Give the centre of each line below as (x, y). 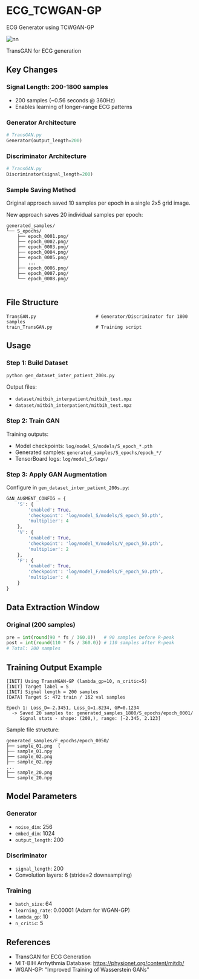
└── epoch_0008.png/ (43, 279)
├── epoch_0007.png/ (43, 274)
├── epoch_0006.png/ (43, 268)
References (28, 942)
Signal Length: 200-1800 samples (57, 87)
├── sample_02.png (29, 756)
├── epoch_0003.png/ (43, 247)
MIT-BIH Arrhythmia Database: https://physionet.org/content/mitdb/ (99, 963)
